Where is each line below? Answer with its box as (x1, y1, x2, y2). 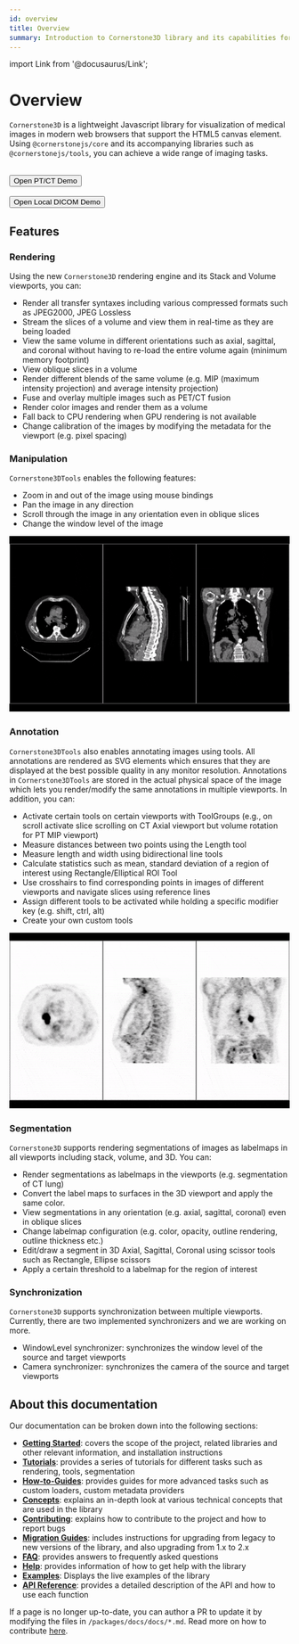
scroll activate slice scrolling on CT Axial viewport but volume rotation (21, 820, 279, 831)
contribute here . (9, 1625, 69, 1636)
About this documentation (9, 1396, 158, 1412)
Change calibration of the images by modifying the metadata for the (21, 421, 271, 432)
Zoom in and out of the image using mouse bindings (21, 490, 214, 501)
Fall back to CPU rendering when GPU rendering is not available (21, 411, 257, 422)
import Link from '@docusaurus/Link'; (9, 59, 149, 70)
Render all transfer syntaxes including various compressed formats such (21, 298, 288, 308)
